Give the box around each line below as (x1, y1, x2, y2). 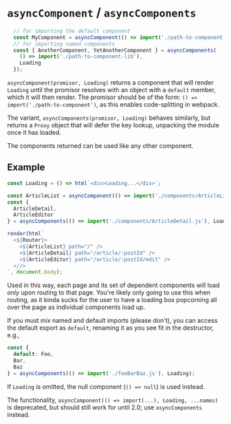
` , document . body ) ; (7, 268, 63, 276)
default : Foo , (13, 351, 54, 358)
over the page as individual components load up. (7, 303, 146, 311)
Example (7, 162, 45, 173)
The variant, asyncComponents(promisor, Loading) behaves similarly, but (7, 114, 211, 122)
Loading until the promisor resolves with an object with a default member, (7, 86, 217, 94)
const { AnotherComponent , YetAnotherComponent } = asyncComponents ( (13, 47, 217, 54)
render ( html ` (7, 231, 45, 237)
